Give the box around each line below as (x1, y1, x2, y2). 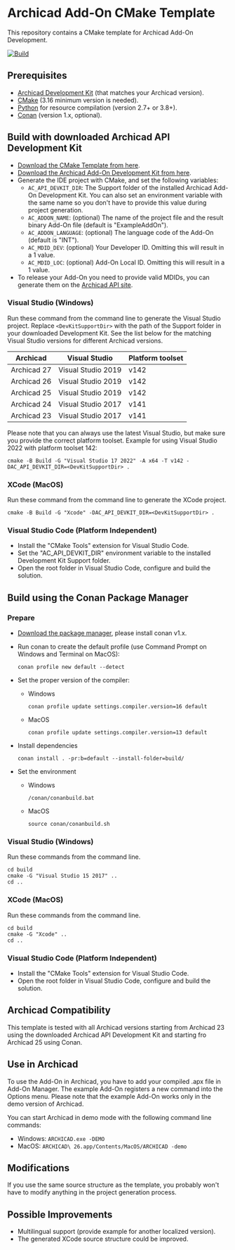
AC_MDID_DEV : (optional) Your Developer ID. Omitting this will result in (27, 243, 224, 251)
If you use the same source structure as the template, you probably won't (7, 1180, 220, 1190)
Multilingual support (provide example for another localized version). (17, 1227, 216, 1236)
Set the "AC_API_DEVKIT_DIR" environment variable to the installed (17, 549, 211, 557)
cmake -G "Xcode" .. (7, 931, 68, 938)
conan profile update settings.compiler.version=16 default (27, 703, 208, 710)
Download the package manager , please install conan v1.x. (17, 629, 187, 637)
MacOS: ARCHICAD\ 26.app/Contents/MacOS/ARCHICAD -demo (17, 1142, 187, 1150)
